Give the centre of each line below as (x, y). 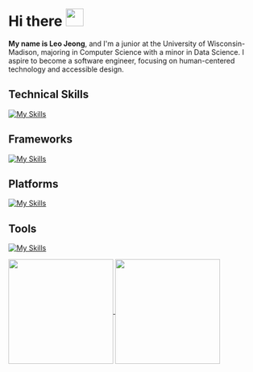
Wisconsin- (226, 43)
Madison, (24, 52)
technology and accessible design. (66, 69)
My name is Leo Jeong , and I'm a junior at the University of (107, 43)
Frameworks (41, 140)
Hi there (35, 21)
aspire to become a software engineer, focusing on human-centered (122, 60)
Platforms (33, 184)
